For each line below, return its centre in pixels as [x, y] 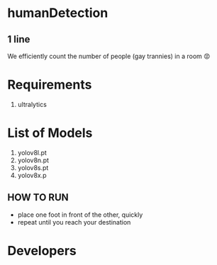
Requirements [50, 85]
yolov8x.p [32, 175]
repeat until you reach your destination [74, 222]
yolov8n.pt [33, 160]
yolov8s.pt [33, 167]
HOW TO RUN [38, 197]
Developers [42, 250]
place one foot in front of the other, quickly [80, 215]
